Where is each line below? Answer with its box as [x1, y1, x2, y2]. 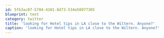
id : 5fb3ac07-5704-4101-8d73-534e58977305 [5, 7, 95, 12]
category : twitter [5, 16, 43, 21]
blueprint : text [5, 12, 39, 17]
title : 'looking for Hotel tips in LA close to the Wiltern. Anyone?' [5, 21, 155, 26]
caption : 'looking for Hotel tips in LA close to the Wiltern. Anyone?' [5, 26, 160, 31]
